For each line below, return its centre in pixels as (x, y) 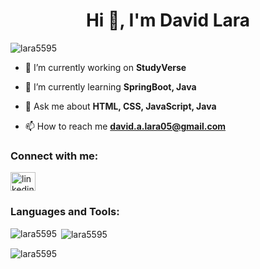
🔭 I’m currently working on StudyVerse (105, 67)
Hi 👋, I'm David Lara (168, 20)
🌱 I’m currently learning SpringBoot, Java (110, 86)
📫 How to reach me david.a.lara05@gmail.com (125, 126)
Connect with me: (54, 156)
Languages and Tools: (65, 212)
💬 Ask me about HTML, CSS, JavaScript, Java (120, 106)
